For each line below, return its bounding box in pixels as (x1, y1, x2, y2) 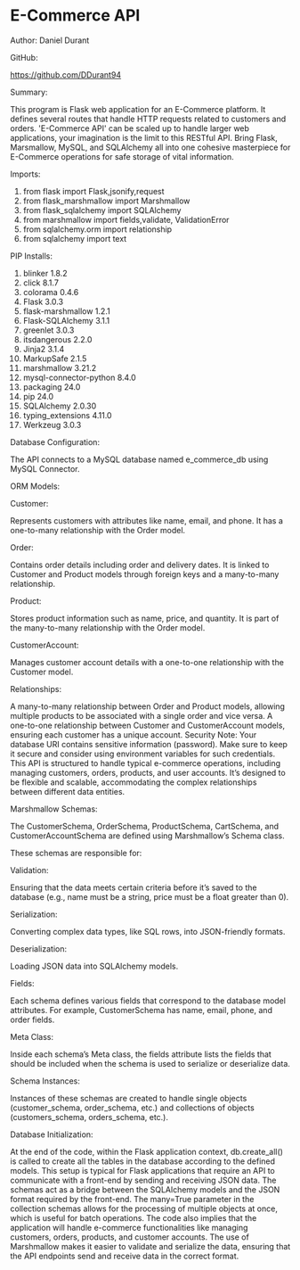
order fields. (10, 1014, 55, 1025)
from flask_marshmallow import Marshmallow (22, 195, 191, 206)
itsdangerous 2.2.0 (22, 334, 93, 344)
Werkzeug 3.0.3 (22, 419, 82, 430)
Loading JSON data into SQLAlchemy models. (10, 961, 179, 971)
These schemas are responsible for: (10, 847, 142, 858)
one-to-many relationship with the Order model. (10, 524, 186, 535)
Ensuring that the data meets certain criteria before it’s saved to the (10, 882, 257, 893)
